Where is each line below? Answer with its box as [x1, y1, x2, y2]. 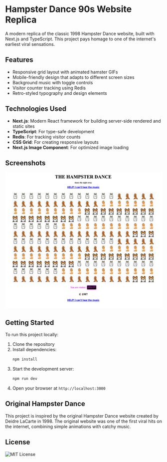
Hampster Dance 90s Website [5, 3, 132, 15]
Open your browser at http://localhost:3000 [12, 385, 106, 391]
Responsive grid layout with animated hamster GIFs [12, 69, 118, 75]
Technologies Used [5, 105, 66, 113]
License [5, 438, 30, 447]
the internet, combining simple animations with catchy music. [5, 423, 131, 430]
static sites [12, 123, 35, 129]
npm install [12, 357, 37, 362]
